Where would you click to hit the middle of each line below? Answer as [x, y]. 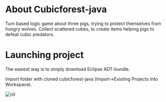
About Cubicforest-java [56, 9]
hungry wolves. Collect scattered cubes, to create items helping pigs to [80, 29]
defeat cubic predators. [30, 34]
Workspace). [19, 84]
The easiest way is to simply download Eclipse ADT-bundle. [68, 69]
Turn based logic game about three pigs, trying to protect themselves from [83, 23]
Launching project [44, 55]
